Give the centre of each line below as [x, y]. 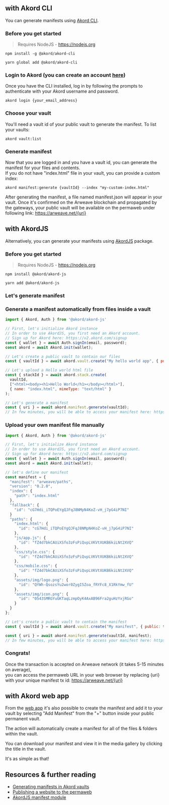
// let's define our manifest [37, 472]
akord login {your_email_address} [41, 101]
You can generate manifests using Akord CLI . [52, 20]
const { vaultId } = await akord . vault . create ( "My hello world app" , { [82, 361]
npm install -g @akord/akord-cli [40, 54]
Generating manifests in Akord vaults [51, 787]
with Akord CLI [29, 8]
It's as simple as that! [27, 759]
